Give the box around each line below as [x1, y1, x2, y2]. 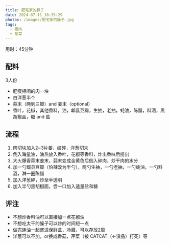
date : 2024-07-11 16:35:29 [5, 12, 63, 17]
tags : [5, 22, 17, 27]
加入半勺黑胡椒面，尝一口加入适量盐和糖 [12, 183, 98, 189]
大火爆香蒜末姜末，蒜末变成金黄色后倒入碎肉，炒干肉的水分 [12, 157, 138, 164]
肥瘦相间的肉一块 [12, 88, 49, 94]
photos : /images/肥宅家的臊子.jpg [5, 17, 74, 22]
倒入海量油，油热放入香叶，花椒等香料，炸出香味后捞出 [12, 151, 129, 157]
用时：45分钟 [5, 46, 34, 52]
